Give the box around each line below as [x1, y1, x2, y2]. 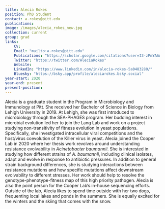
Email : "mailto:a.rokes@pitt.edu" [14, 48, 84, 53]
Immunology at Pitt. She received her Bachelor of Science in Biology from [5, 104, 154, 110]
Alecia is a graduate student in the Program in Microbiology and [5, 99, 134, 104]
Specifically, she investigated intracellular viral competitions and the [5, 130, 143, 136]
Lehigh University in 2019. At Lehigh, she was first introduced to [5, 109, 135, 115]
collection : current [5, 30, 48, 35]
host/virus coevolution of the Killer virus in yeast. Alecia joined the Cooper [5, 135, 155, 141]
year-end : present [5, 80, 43, 85]
